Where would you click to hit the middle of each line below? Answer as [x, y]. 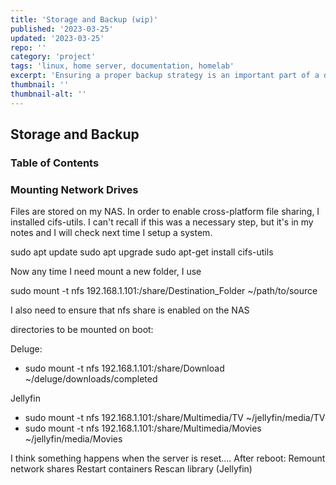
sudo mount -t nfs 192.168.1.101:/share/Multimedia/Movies [143, 428]
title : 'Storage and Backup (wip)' [84, 19]
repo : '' [28, 47]
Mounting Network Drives [74, 189]
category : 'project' [53, 57]
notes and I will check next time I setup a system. [111, 233]
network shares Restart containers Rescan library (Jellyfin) [131, 469]
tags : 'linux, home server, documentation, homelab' [122, 66]
